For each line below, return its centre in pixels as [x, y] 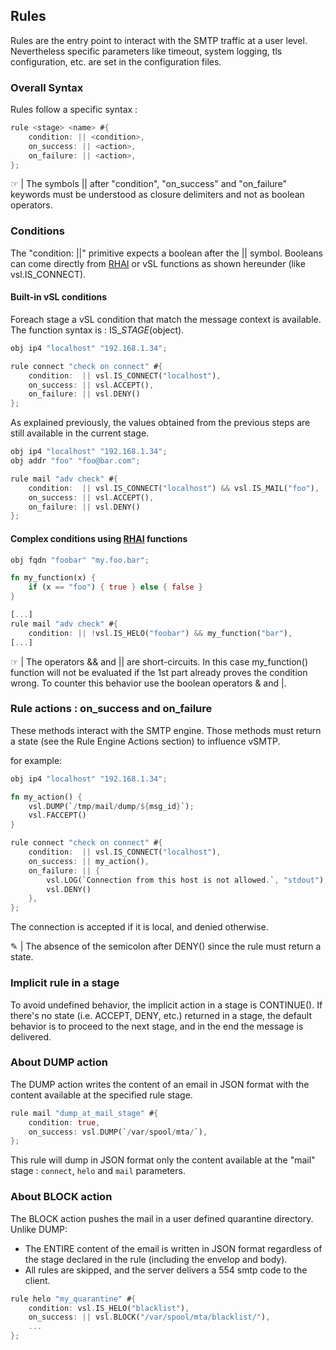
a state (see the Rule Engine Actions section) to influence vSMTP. [145, 741]
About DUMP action [59, 1062]
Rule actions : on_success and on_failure [111, 709]
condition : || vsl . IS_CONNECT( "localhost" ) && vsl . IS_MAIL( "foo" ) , [174, 488]
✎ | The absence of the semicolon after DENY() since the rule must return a [166, 946]
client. [37, 1280]
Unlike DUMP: [39, 1229]
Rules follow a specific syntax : [74, 110]
